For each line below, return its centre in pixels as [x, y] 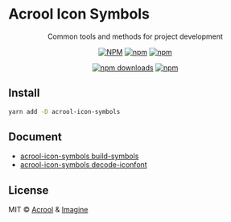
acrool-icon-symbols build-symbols [79, 156]
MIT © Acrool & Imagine [48, 210]
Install [24, 93]
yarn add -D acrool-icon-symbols [64, 111]
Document [35, 137]
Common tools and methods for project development [135, 36]
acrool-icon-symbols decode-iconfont [83, 165]
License [29, 190]
